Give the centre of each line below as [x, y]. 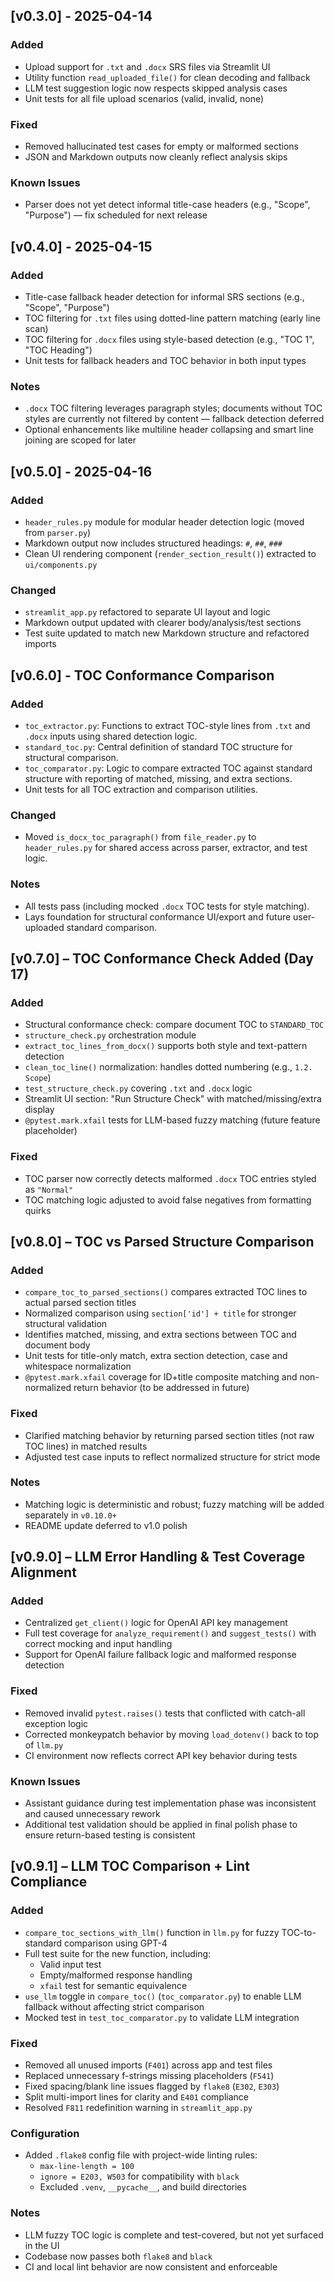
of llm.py [44, 1745]
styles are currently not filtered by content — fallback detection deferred [174, 419]
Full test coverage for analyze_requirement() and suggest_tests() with [170, 1633]
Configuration [45, 2133]
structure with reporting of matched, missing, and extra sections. [158, 778]
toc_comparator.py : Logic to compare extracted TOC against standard [168, 768]
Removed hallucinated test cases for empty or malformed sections [161, 146]
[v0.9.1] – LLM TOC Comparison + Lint [130, 1866]
